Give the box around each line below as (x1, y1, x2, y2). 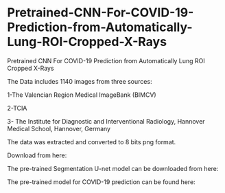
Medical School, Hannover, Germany (7, 124, 111, 133)
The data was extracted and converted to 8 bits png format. (7, 137, 176, 146)
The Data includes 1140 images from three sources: (7, 77, 152, 85)
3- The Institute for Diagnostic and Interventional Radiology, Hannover (7, 117, 205, 125)
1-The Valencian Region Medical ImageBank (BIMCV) (7, 91, 156, 99)
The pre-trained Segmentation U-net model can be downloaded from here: (7, 164, 219, 172)
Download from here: (7, 151, 67, 159)
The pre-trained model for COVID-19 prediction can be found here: (7, 177, 196, 186)
